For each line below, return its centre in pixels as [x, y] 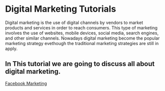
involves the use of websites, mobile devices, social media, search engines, [82, 33]
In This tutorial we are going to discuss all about [80, 64]
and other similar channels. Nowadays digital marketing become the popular [82, 38]
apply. [11, 48]
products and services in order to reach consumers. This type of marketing [81, 27]
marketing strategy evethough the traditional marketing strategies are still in [82, 43]
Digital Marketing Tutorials [61, 9]
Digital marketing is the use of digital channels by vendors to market [74, 23]
